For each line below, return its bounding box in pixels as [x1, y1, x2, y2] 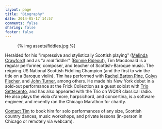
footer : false [5, 30, 34, 34]
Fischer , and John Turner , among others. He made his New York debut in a [5, 78, 154, 84]
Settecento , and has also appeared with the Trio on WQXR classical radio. [5, 88, 152, 94]
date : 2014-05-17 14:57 [5, 16, 53, 21]
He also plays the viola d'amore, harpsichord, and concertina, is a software [5, 94, 155, 99]
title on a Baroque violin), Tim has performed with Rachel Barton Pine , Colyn [5, 73, 157, 79]
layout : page [5, 7, 32, 12]
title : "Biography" [5, 12, 45, 16]
